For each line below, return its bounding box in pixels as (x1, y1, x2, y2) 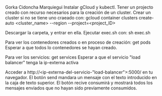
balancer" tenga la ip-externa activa (5, 60, 79, 65)
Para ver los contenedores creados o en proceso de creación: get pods (5, 39, 151, 45)
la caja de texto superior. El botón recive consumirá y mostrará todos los (5, 80, 153, 86)
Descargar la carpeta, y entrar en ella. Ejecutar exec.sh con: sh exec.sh (5, 30, 151, 35)
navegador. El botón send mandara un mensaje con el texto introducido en (5, 75, 157, 80)
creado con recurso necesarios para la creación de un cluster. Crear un (5, 9, 151, 15)
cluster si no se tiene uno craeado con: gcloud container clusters (5, 15, 138, 20)
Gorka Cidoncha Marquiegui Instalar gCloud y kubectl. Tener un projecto (5, 4, 154, 10)
